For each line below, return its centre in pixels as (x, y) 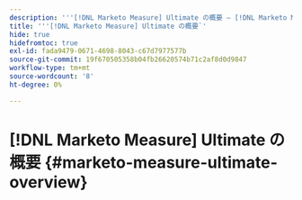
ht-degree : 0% (36, 85)
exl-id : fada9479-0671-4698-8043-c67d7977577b (98, 51)
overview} (49, 182)
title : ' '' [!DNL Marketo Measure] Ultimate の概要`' (108, 26)
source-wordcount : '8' (52, 77)
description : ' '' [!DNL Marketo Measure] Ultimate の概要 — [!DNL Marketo (148, 18)
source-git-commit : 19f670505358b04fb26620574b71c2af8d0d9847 (128, 59)
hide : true (30, 34)
